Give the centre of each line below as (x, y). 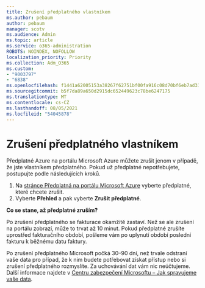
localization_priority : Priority (49, 57)
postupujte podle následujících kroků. (53, 174)
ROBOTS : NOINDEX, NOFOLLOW (41, 52)
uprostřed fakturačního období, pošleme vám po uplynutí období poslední (99, 235)
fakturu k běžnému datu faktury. (47, 242)
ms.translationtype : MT (37, 97)
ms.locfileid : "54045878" (39, 114)
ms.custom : (20, 68)
